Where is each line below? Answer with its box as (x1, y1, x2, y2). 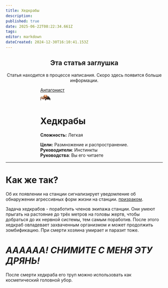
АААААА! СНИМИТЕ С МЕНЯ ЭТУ (5, 245, 153, 256)
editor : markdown (5, 34, 42, 39)
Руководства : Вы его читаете (40, 152, 104, 158)
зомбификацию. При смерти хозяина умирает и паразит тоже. (5, 227, 139, 233)
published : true (5, 18, 39, 23)
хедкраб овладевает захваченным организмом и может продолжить (5, 222, 154, 228)
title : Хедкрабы (5, 8, 39, 13)
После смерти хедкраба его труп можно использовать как (5, 272, 132, 278)
